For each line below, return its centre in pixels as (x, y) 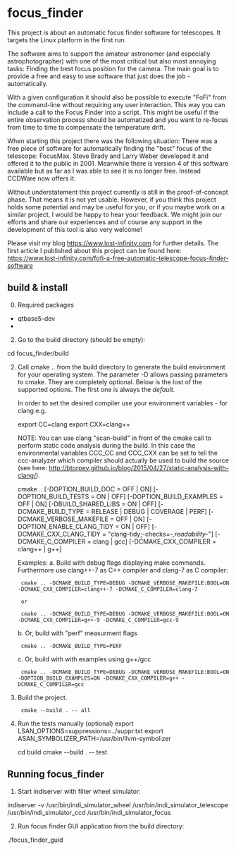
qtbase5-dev (36, 318)
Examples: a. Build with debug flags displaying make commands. (111, 563)
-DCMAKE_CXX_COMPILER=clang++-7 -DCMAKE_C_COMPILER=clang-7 (107, 589)
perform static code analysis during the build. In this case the (106, 445)
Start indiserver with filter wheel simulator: (79, 791)
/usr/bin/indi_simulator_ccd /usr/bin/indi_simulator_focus (89, 812)
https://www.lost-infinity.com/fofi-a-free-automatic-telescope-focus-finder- (118, 258)
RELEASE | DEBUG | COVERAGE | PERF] (149, 511)
